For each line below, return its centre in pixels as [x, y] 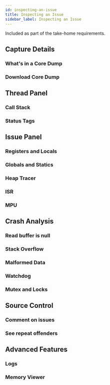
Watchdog [18, 276]
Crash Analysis [29, 221]
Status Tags [20, 121]
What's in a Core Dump [34, 63]
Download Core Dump [32, 77]
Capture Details [30, 49]
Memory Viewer [25, 377]
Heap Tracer [20, 178]
